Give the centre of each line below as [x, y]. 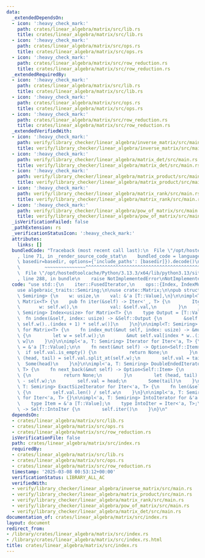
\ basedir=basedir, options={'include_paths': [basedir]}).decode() [106, 262]
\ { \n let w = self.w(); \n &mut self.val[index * [101, 335]
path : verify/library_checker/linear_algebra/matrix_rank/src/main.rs [109, 194]
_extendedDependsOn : [38, 18]
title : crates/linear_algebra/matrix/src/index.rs [72, 546]
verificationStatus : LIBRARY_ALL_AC [58, 477]
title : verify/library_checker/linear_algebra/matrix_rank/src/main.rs [110, 199]
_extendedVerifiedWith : [42, 131]
